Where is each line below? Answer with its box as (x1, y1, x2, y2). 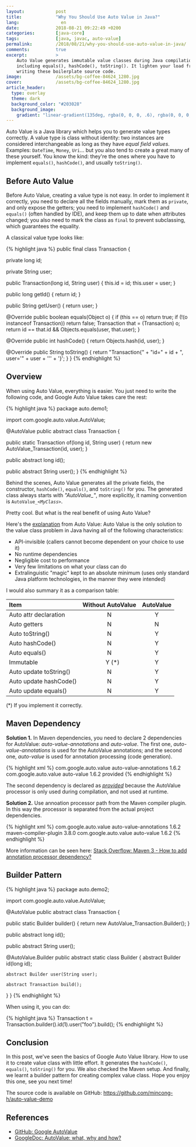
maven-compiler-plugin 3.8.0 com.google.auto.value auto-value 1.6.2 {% (6, 829, 181, 836)
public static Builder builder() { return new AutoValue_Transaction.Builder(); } (6, 920, 190, 927)
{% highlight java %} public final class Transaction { (6, 245, 131, 252)
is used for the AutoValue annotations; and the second (51, 747, 182, 754)
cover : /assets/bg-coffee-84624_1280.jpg (6, 80, 140, 85)
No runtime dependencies (14, 550, 78, 557)
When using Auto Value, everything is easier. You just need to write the (6, 387, 177, 394)
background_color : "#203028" (11, 101, 82, 107)
